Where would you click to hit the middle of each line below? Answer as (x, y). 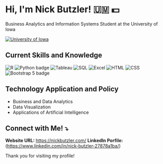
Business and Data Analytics (43, 101)
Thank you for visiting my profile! (40, 156)
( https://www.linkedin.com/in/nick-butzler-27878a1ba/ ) (63, 146)
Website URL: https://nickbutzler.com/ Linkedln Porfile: (64, 140)
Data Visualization (32, 107)
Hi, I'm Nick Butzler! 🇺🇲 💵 (62, 9)
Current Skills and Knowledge (54, 55)
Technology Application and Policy (62, 89)
